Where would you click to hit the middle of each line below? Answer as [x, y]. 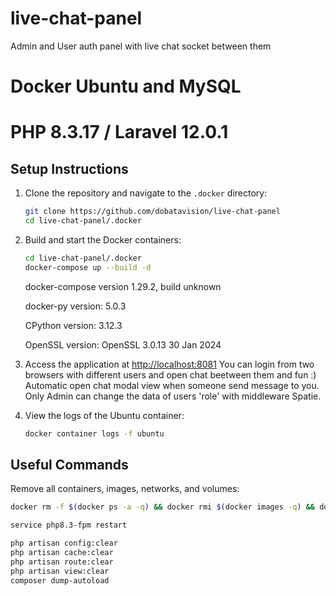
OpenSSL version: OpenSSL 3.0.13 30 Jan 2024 [123, 344]
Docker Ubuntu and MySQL [126, 86]
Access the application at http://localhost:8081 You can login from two [169, 364]
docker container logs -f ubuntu [94, 433]
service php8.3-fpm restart [69, 525]
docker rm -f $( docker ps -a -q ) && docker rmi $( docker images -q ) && [162, 507]
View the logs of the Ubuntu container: [104, 415]
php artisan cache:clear [62, 552]
